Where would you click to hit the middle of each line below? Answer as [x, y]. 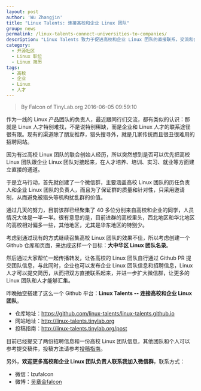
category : [19, 46]
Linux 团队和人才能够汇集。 [40, 280]
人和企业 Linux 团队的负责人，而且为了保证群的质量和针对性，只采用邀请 [96, 190]
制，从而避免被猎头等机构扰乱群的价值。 [56, 197]
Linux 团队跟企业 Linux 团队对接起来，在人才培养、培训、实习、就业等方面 [98, 162]
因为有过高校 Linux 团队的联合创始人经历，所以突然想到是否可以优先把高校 [98, 154]
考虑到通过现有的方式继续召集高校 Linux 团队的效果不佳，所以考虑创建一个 [98, 237]
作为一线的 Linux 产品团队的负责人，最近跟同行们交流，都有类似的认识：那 [98, 119]
